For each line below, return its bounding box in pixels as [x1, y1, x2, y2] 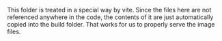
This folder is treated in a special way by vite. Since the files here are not [7, 6, 212, 14]
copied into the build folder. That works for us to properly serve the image [7, 20, 215, 28]
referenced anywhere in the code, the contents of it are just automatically [7, 13, 214, 21]
